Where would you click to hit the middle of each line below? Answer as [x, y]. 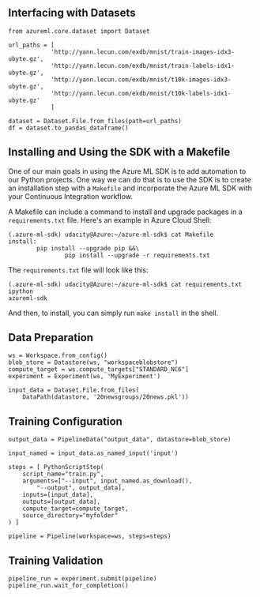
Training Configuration [65, 421]
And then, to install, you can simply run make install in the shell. [113, 313]
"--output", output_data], [81, 488]
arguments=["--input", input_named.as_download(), [107, 481]
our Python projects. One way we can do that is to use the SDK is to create [130, 179]
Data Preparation [51, 338]
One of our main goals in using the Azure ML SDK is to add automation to [127, 171]
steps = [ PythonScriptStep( [56, 467]
